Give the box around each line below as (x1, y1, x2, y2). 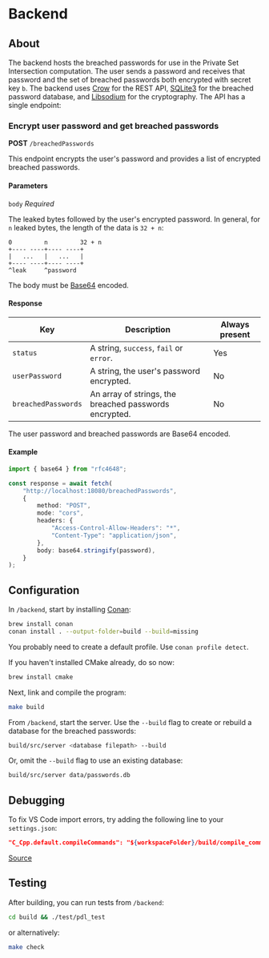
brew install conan (8, 620, 74, 628)
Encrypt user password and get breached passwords (8, 120, 219, 131)
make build (8, 703, 45, 711)
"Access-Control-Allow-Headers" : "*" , (50, 524, 181, 532)
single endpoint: (8, 101, 62, 110)
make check (8, 943, 45, 951)
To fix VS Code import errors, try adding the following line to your (8, 815, 224, 824)
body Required (8, 198, 54, 208)
